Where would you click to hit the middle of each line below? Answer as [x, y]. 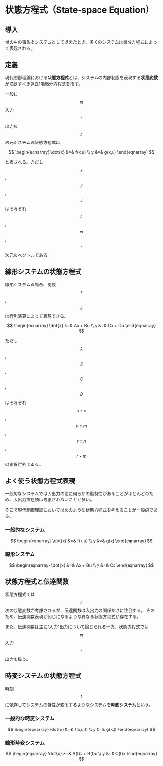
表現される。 [22, 48]
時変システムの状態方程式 [43, 676]
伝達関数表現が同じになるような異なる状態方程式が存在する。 [79, 616]
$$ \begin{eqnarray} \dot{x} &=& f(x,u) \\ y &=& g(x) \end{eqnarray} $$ [81, 541]
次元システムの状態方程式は [33, 142]
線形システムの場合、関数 [31, 285]
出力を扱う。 [18, 659]
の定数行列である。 [24, 464]
